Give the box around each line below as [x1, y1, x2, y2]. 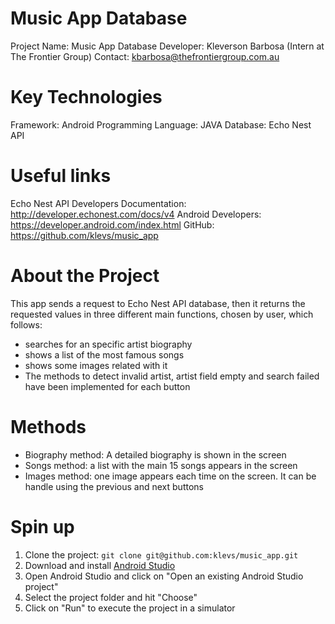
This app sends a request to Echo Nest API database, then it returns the [10, 297, 306, 309]
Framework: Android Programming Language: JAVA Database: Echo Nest [10, 118, 312, 131]
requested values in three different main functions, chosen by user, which [10, 308, 314, 320]
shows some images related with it [24, 359, 168, 371]
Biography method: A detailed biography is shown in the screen [24, 448, 287, 461]
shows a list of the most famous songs [24, 348, 185, 361]
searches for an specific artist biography [24, 338, 193, 350]
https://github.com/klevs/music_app [10, 229, 159, 241]
